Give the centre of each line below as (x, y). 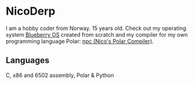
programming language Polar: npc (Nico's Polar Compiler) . (80, 41)
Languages (28, 60)
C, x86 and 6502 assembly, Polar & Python (60, 75)
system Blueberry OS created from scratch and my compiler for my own (97, 34)
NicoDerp (31, 11)
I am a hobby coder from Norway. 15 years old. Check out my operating (96, 28)
